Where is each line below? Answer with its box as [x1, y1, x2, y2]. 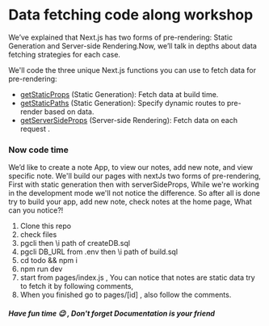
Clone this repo [19, 221, 71, 231]
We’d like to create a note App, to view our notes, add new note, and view [8, 163, 253, 172]
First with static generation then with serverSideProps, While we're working [8, 180, 259, 189]
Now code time [8, 144, 69, 155]
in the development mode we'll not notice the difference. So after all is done [8, 188, 261, 198]
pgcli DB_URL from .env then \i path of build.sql [19, 247, 179, 256]
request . [19, 124, 50, 133]
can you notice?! [8, 205, 64, 215]
